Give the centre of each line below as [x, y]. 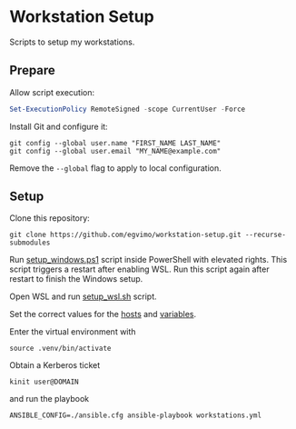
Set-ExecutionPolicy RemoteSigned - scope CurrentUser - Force [128, 109]
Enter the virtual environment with [73, 332]
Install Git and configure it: [59, 126]
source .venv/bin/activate [60, 349]
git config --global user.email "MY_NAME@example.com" [115, 151]
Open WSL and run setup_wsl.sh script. [83, 296]
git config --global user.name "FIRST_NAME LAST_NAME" [115, 143]
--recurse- [265, 235]
